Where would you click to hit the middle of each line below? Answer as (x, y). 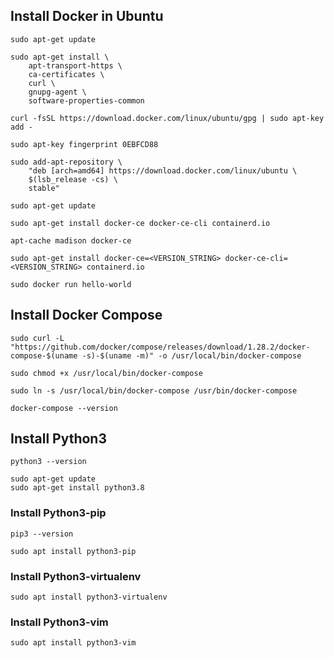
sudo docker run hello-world (71, 284)
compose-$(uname (44, 355)
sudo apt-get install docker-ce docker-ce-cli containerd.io (140, 223)
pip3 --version (42, 534)
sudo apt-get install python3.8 (77, 488)
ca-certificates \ (66, 74)
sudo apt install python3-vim (73, 643)
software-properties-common (86, 100)
